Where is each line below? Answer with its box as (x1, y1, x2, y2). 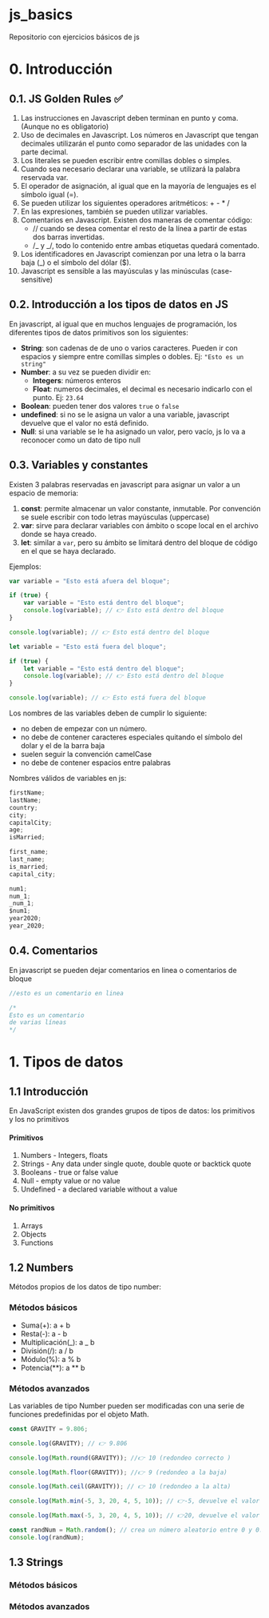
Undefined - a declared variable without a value (20, 1184, 178, 1194)
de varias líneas (9, 1019, 67, 1027)
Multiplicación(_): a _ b (20, 1337, 95, 1347)
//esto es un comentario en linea (9, 989, 125, 997)
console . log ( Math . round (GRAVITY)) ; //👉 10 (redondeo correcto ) (9, 1454, 231, 1462)
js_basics (9, 6, 73, 24)
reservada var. (20, 172, 69, 182)
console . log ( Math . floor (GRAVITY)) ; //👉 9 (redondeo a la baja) (9, 1468, 227, 1476)
